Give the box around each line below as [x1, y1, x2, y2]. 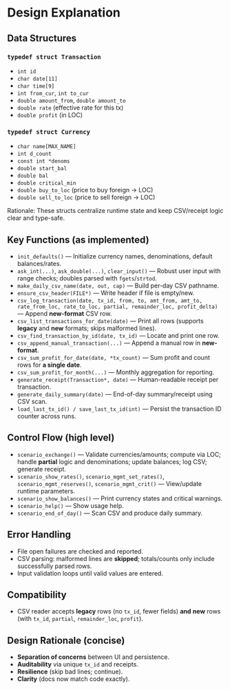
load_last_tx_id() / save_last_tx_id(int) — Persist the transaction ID [17, 405, 222, 413]
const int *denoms [17, 158, 70, 165]
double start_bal [17, 165, 67, 172]
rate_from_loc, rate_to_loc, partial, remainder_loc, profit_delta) [17, 303, 218, 310]
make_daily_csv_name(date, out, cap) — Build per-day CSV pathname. [17, 281, 219, 290]
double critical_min [17, 180, 76, 187]
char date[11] [17, 75, 58, 82]
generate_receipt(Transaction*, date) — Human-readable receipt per [17, 375, 219, 383]
